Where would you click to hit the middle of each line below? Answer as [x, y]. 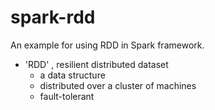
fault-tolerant [67, 96]
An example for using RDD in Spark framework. [107, 45]
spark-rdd [53, 17]
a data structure [72, 75]
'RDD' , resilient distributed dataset [96, 64]
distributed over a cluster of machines [118, 85]
